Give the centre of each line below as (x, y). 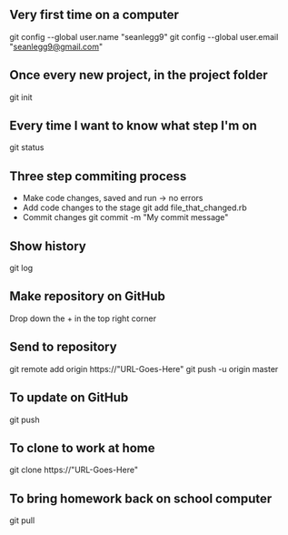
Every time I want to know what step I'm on (133, 126)
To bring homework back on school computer (141, 498)
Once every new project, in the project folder (139, 75)
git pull (22, 520)
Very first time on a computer (94, 15)
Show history (48, 246)
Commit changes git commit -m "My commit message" (125, 217)
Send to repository (63, 347)
